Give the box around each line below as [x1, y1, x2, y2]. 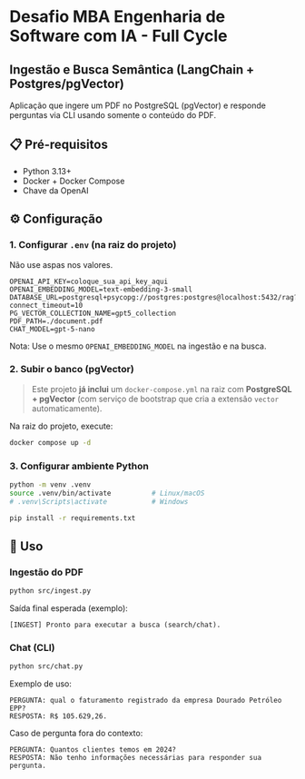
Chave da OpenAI [22, 184, 89, 196]
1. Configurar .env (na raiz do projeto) [9, 239, 177, 251]
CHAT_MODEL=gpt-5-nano [9, 324, 95, 333]
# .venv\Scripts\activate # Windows [9, 497, 189, 506]
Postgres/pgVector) [9, 75, 124, 92]
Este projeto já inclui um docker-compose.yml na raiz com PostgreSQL [31, 383, 292, 394]
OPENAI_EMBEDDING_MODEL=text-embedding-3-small [9, 284, 193, 294]
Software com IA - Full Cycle [9, 25, 229, 46]
